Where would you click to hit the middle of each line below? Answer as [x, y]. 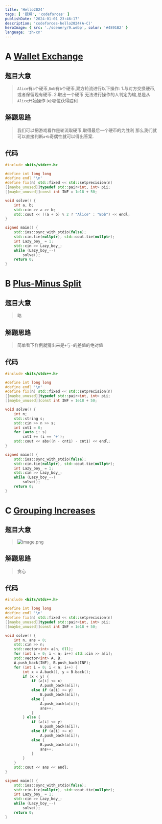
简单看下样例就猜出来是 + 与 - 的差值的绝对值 [60, 345]
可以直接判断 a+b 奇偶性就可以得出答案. [55, 136]
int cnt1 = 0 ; [28, 428]
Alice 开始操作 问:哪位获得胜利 [47, 100]
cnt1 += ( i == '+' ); [44, 437]
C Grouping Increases [50, 510]
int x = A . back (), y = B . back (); [57, 672]
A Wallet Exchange [44, 56]
